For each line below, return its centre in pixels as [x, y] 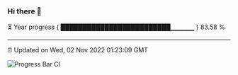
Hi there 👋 [25, 11]
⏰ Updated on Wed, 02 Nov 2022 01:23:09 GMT [78, 50]
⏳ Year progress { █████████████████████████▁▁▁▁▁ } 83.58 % [116, 27]
